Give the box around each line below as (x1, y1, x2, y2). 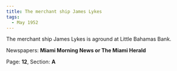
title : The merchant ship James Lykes (6, 8, 102, 15)
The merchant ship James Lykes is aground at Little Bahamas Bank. (6, 36, 172, 43)
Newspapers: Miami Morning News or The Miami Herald (6, 47, 147, 54)
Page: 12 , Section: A (6, 58, 56, 65)
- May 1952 (11, 19, 39, 25)
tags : (6, 14, 20, 20)
